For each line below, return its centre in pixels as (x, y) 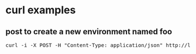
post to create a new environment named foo (89, 32)
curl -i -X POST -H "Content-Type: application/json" (84, 45)
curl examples (41, 10)
